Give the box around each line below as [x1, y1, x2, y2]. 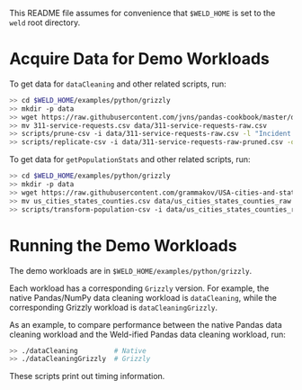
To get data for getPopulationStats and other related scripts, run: [9, 154, 251, 165]
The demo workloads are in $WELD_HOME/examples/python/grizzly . [9, 265, 253, 276]
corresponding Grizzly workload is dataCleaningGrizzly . [9, 302, 218, 313]
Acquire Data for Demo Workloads [9, 49, 270, 69]
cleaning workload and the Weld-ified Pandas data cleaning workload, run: [9, 329, 286, 340]
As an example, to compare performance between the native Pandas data [9, 319, 283, 330]
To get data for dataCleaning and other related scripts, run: [9, 78, 226, 89]
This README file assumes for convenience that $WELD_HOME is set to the [9, 8, 276, 18]
